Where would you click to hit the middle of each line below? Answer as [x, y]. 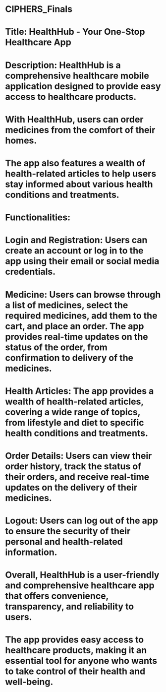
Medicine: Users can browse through [83, 294]
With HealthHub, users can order [74, 119]
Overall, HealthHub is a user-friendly [82, 575]
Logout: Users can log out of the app [82, 521]
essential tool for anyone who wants [81, 661]
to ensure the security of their [68, 531]
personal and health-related [64, 542]
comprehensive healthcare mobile [77, 76]
